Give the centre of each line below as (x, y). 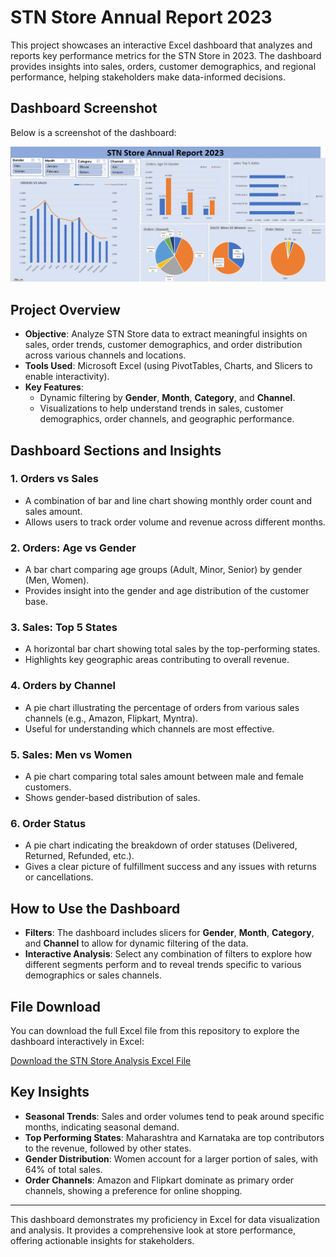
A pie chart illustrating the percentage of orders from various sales (162, 707)
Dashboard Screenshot (84, 108)
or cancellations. (59, 877)
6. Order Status (48, 823)
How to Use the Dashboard (95, 908)
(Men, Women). (57, 580)
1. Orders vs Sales (54, 479)
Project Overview (65, 309)
